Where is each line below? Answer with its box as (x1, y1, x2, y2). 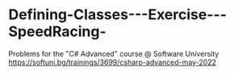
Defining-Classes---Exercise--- (8, 6, 228, 24)
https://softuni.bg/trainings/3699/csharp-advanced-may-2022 (8, 57, 216, 67)
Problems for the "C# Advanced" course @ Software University (8, 49, 219, 58)
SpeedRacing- (8, 22, 107, 41)
